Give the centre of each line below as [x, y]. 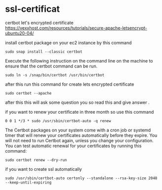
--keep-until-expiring [28, 182]
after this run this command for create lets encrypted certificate [70, 84]
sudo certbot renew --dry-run [36, 160]
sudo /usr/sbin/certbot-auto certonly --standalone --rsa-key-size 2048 [81, 178]
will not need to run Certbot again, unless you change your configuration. [79, 140]
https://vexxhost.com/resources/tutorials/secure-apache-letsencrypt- [76, 28]
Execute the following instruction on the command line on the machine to [79, 61]
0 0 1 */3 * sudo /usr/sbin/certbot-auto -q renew [58, 121]
